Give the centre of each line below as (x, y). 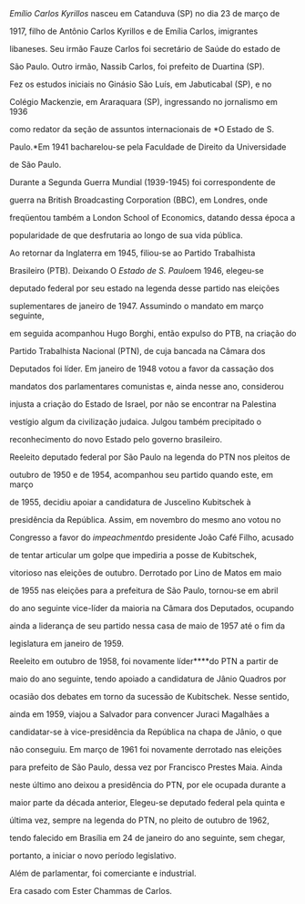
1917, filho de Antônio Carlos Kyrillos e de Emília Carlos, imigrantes (134, 31)
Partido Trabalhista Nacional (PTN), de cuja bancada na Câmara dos (137, 351)
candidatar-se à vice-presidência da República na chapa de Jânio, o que (146, 732)
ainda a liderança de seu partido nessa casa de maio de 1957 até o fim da (147, 626)
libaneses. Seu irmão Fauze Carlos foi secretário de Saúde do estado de (145, 49)
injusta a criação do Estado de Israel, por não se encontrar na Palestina (143, 404)
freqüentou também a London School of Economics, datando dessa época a (152, 218)
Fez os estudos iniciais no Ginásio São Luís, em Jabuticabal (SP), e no (141, 84)
